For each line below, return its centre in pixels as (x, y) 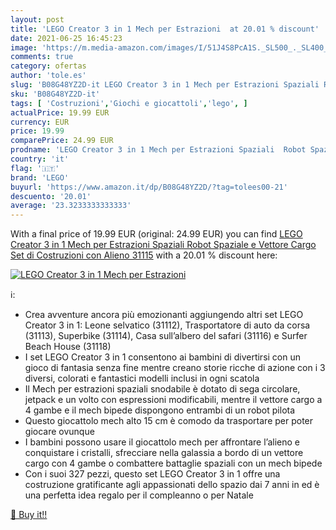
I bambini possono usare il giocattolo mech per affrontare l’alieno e (162, 442)
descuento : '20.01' (51, 196)
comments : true (42, 57)
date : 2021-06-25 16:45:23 (66, 38)
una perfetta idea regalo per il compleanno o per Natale (139, 495)
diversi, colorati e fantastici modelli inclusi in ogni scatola (142, 378)
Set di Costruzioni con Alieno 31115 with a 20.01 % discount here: (144, 255)
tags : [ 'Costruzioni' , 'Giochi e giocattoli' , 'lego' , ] (129, 103)
